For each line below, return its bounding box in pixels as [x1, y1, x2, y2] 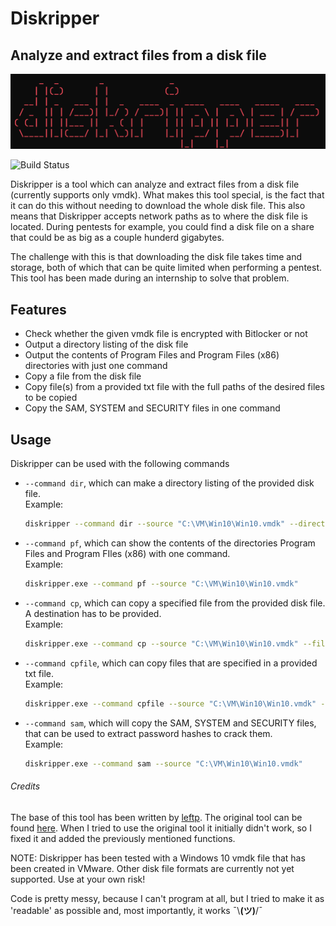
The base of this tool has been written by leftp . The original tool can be [10, 811, 303, 823]
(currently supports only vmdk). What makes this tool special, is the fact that [10, 189, 325, 201]
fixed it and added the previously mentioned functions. [10, 832, 236, 844]
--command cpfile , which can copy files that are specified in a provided [24, 657, 318, 669]
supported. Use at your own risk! [10, 873, 146, 885]
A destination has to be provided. [24, 607, 162, 619]
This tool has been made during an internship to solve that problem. [10, 272, 290, 284]
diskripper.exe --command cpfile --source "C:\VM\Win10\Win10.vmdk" [24, 698, 317, 709]
